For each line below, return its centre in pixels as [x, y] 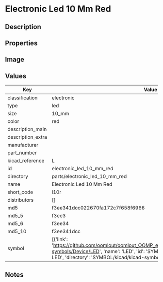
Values [16, 76]
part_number [22, 153]
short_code [20, 192]
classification [23, 98]
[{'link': [60, 239]
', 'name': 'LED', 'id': [122, 252]
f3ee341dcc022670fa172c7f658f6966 [98, 208]
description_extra [27, 137]
